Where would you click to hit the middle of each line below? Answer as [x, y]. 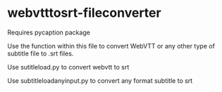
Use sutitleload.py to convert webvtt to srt [68, 67]
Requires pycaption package [49, 32]
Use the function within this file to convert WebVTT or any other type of [111, 46]
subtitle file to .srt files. [41, 53]
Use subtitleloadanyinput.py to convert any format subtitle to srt [100, 80]
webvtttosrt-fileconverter [84, 13]
